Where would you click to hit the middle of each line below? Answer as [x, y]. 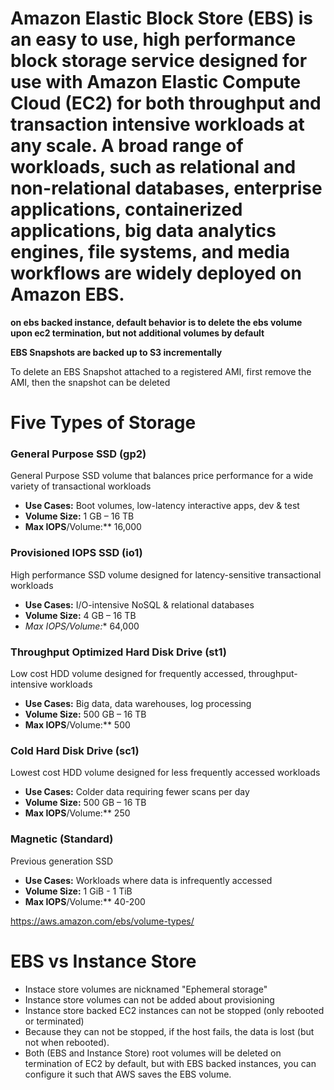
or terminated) [54, 1021]
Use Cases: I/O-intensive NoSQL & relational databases [139, 604]
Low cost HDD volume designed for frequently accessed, [128, 674]
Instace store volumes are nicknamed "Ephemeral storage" [146, 989]
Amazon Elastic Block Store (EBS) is [161, 18]
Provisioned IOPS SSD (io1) [76, 553]
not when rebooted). [67, 1042]
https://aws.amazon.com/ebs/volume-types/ [102, 921]
